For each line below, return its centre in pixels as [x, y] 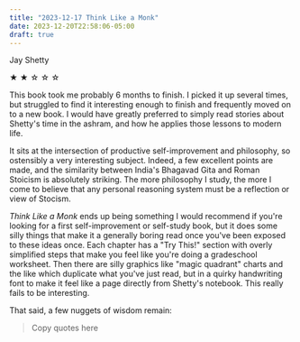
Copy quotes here [65, 328]
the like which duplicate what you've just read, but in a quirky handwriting [146, 274]
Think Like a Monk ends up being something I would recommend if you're [146, 217]
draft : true [32, 34]
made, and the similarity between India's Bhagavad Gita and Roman [135, 170]
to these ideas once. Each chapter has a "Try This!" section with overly [141, 245]
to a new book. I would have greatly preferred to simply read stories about [147, 115]
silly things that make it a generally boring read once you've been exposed [148, 236]
